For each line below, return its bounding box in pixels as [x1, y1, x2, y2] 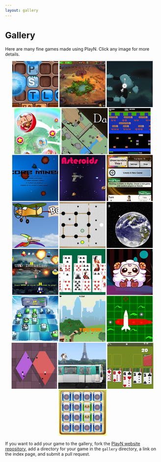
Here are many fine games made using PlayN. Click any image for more [5, 46, 150, 52]
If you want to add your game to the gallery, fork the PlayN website [5, 440, 141, 446]
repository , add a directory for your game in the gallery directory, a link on [5, 446, 156, 452]
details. [5, 51, 20, 57]
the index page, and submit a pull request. [5, 451, 90, 457]
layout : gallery [5, 8, 38, 13]
